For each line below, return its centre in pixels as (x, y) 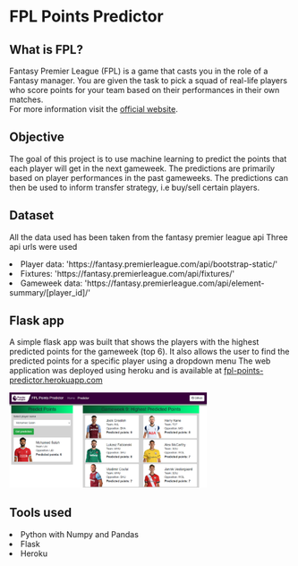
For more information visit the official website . (94, 109)
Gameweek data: (52, 283)
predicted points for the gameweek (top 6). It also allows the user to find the (149, 352)
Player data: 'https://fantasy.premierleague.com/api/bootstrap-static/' (149, 264)
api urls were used (43, 246)
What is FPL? (46, 50)
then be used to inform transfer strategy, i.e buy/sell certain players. (135, 187)
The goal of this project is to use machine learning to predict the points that (148, 159)
